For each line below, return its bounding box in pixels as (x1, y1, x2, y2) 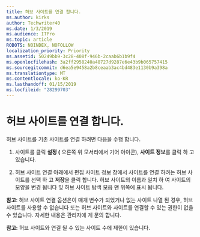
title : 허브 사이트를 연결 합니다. (6, 8, 82, 15)
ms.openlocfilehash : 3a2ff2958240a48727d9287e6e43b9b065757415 (6, 59, 168, 65)
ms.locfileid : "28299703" (6, 87, 71, 93)
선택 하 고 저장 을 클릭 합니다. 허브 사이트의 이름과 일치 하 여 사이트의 (31, 176, 191, 183)
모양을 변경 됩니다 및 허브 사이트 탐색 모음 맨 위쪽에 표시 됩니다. (14, 184, 164, 191)
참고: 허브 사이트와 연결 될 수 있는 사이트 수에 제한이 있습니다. (6, 224, 150, 231)
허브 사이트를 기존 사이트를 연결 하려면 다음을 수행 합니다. (6, 136, 141, 143)
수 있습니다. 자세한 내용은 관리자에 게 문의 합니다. (6, 211, 122, 218)
